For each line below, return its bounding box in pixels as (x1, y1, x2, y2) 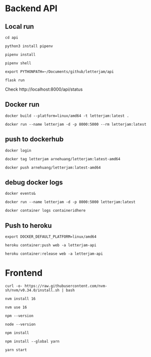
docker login (5, 148, 32, 153)
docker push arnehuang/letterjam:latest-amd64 (5, 165, 101, 170)
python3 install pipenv (5, 44, 53, 49)
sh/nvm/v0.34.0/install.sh (5, 288, 60, 293)
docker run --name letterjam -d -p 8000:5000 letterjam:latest (5, 200, 136, 205)
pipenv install (5, 52, 36, 57)
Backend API (5, 3, 58, 14)
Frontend (5, 267, 43, 279)
